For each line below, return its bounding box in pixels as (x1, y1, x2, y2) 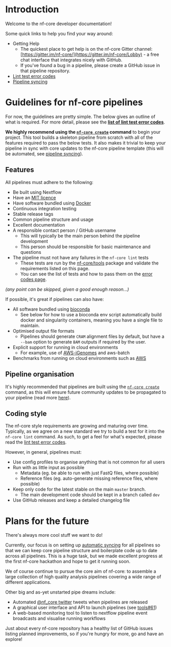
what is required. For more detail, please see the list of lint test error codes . (5, 119, 165, 125)
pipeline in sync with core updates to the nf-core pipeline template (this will (5, 145, 164, 151)
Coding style (5, 409, 47, 418)
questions (20, 249, 42, 255)
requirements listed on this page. (20, 265, 90, 271)
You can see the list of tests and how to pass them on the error (20, 271, 153, 277)
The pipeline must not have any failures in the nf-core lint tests (12, 254, 149, 260)
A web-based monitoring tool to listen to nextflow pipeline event (12, 610, 148, 616)
